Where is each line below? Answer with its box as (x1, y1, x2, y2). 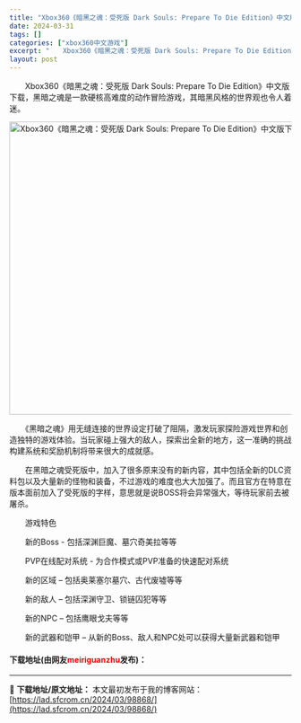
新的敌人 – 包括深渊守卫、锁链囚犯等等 (24, 594, 168, 604)
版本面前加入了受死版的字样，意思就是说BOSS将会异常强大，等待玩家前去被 (9, 487, 289, 498)
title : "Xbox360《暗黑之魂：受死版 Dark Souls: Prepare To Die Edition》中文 (9, 13, 290, 22)
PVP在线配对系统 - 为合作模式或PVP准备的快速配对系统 (24, 556, 229, 566)
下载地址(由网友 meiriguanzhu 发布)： (9, 654, 147, 665)
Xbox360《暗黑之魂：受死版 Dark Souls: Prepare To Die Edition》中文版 (24, 81, 290, 91)
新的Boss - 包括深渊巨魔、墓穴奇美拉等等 (24, 536, 177, 547)
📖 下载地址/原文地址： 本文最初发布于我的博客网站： (9, 684, 203, 695)
